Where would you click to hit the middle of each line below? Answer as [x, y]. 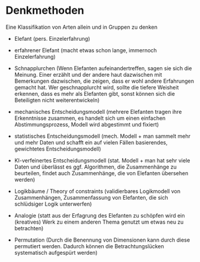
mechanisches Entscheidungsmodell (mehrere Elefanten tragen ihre [98, 112]
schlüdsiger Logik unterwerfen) [53, 204]
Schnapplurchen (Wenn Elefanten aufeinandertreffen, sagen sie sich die [103, 68]
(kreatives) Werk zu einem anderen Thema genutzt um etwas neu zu [99, 222]
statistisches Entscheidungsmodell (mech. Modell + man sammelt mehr [102, 136]
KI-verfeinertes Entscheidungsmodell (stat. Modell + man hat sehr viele [102, 160]
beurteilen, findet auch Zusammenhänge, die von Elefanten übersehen [101, 173]
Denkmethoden [45, 10]
